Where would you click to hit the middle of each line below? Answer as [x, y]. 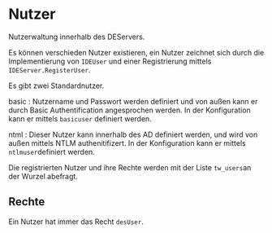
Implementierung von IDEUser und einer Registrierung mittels [110, 61]
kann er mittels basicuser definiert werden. [80, 118]
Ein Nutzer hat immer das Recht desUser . [76, 222]
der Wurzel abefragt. [43, 176]
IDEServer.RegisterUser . [50, 69]
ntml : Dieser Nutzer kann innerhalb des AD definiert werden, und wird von [133, 134]
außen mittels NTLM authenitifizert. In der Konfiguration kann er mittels [127, 143]
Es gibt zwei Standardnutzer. [56, 86]
